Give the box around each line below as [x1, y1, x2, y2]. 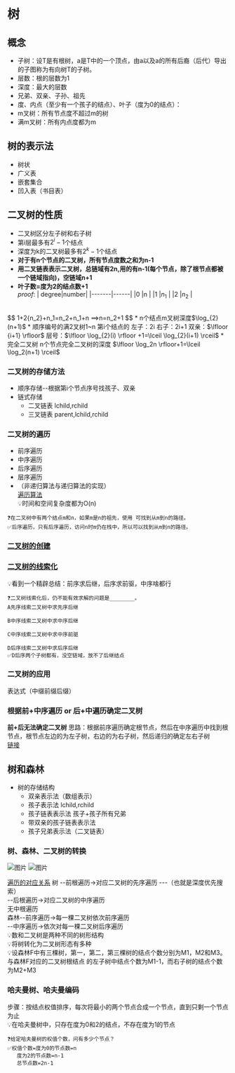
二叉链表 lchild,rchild [27, 401, 88, 410]
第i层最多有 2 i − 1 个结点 [17, 236, 83, 246]
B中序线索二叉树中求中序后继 [7, 617, 79, 624]
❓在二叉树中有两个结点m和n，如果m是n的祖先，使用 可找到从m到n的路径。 [7, 515, 189, 522]
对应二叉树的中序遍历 [43, 896, 105, 905]
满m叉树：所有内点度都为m [17, 118, 97, 126]
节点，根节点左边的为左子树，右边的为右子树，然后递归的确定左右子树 [7, 732, 210, 741]
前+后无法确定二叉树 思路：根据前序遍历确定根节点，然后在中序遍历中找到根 [7, 723, 229, 731]
